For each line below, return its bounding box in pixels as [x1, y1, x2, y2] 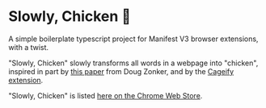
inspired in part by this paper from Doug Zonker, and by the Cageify [8, 66, 234, 76]
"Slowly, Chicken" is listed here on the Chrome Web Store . [8, 90, 203, 100]
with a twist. [8, 42, 49, 52]
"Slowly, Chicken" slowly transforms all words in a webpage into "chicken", [8, 58, 259, 68]
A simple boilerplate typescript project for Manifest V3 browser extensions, [8, 34, 259, 44]
